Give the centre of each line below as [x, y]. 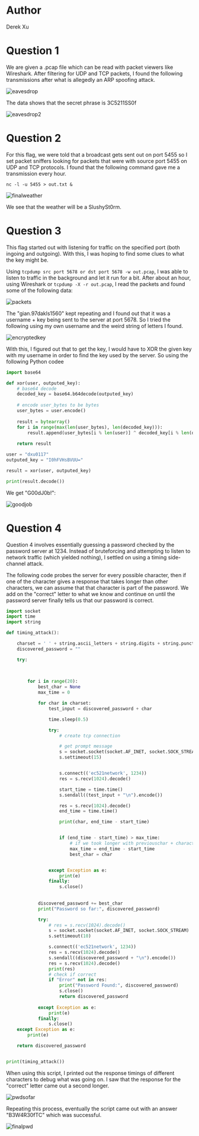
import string [24, 622]
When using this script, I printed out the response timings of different [90, 1073]
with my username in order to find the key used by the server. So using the [97, 355]
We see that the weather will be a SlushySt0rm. [64, 207]
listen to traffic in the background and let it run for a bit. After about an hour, [99, 278]
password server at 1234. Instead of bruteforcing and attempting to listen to [98, 551]
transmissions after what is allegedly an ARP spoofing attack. [81, 79]
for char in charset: [65, 704]
